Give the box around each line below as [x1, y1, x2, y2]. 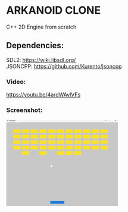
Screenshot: [6, 105, 43, 114]
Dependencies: [6, 40, 64, 51]
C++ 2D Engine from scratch [6, 23, 77, 30]
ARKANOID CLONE [6, 4, 101, 17]
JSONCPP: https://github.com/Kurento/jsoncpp [6, 63, 122, 70]
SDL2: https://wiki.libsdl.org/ [6, 56, 76, 63]
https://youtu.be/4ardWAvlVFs [6, 91, 81, 98]
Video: [6, 77, 26, 86]
